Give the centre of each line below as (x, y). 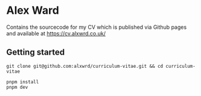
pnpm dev (17, 87)
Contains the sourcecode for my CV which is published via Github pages (97, 27)
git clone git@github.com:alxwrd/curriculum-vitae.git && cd (85, 66)
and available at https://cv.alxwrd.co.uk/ (56, 33)
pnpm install (23, 82)
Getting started (36, 52)
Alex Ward (33, 10)
